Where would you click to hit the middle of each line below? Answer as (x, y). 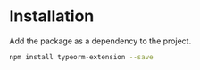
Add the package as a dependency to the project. (100, 41)
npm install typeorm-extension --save (81, 57)
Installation (52, 16)
